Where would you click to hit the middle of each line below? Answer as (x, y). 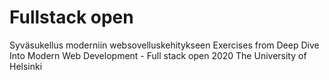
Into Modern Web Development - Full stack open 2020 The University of (158, 55)
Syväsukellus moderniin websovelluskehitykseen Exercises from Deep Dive (164, 45)
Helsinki (26, 66)
